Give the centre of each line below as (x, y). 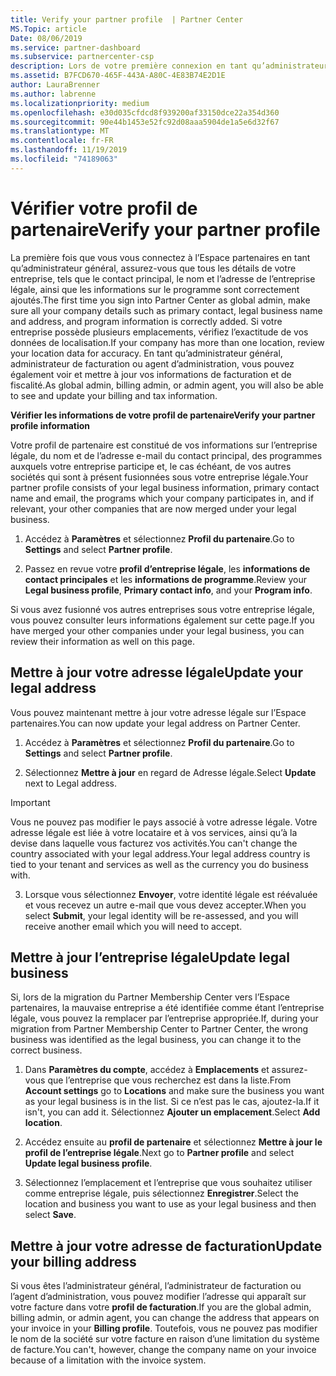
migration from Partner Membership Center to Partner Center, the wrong (159, 1029)
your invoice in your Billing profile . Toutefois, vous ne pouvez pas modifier (164, 1328)
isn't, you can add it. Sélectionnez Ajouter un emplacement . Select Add (172, 1112)
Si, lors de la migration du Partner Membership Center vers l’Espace (150, 997)
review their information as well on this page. (102, 641)
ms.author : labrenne (53, 94)
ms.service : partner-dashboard (75, 47)
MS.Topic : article (48, 29)
